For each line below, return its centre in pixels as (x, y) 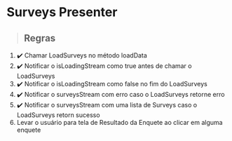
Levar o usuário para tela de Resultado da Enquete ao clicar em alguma (120, 122)
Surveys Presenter (62, 12)
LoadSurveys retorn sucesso (58, 115)
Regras (40, 38)
